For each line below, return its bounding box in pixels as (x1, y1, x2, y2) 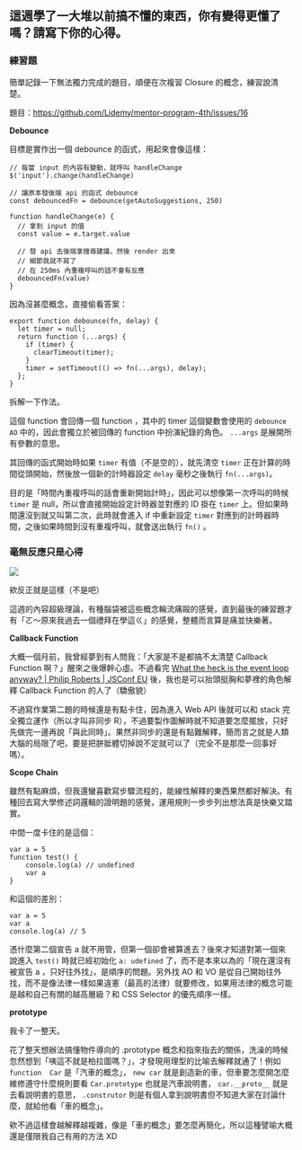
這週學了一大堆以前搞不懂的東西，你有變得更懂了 (9, 8, 281, 24)
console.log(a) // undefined (25, 861, 135, 870)
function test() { (9, 853, 78, 862)
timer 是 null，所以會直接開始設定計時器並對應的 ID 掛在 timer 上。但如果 (9, 498, 281, 509)
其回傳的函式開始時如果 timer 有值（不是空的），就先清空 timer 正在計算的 (9, 456, 283, 467)
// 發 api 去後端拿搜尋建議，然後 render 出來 (17, 246, 176, 256)
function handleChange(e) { (9, 212, 115, 221)
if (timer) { (25, 340, 75, 349)
